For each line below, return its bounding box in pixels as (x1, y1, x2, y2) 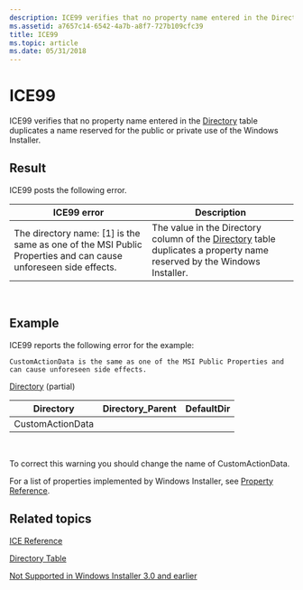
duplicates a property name (151, 244, 269, 256)
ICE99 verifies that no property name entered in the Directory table (9, 115, 259, 126)
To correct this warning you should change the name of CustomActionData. (9, 457, 290, 469)
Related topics (9, 512, 92, 527)
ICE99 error (52, 206, 105, 218)
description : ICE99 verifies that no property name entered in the (9, 13, 269, 23)
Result (9, 161, 47, 176)
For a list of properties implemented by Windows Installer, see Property (9, 475, 273, 486)
